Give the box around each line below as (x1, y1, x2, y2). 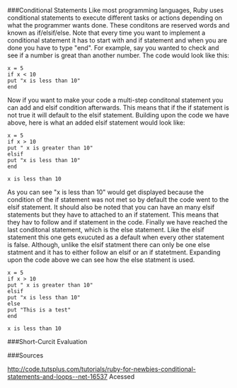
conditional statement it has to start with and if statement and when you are (7, 36, 228, 45)
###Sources (7, 351, 44, 360)
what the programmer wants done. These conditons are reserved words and (7, 21, 230, 29)
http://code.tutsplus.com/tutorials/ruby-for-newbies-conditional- (7, 365, 197, 373)
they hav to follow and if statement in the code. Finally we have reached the (7, 218, 228, 226)
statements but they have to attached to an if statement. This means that (7, 210, 219, 219)
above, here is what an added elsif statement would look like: (7, 118, 185, 127)
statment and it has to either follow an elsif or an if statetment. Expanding (7, 248, 221, 256)
